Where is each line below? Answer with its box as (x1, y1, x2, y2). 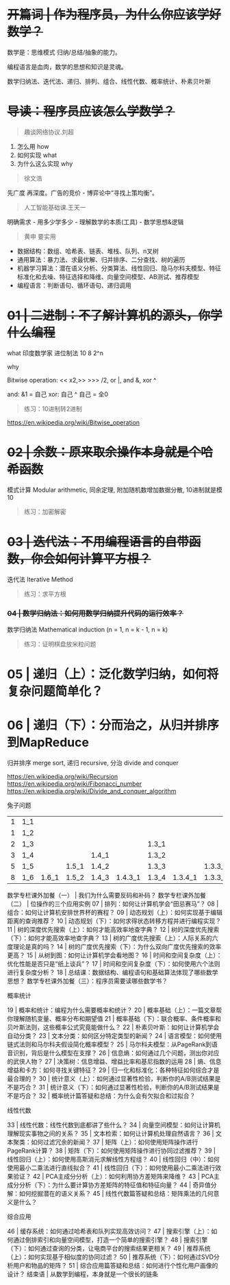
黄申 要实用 (23, 232, 56, 241)
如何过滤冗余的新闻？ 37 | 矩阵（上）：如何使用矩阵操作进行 (30, 1138, 199, 1146)
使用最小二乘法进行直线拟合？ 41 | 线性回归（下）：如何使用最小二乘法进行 (7, 1164, 216, 1172)
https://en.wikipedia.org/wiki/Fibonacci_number (7, 780, 142, 788)
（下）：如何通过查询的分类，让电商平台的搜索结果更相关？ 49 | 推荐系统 (7, 1245, 211, 1253)
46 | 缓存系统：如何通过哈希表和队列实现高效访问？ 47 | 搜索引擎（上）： (7, 1227, 212, 1236)
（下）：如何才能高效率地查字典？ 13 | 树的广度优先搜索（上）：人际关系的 (7, 934, 212, 942)
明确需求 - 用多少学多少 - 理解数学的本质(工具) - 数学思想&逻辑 (7, 217, 184, 226)
